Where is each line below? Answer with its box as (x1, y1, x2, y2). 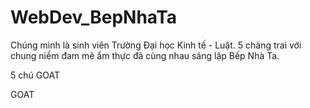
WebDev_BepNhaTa (10, 6, 178, 29)
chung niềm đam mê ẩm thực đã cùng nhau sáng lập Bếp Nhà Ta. (10, 49, 280, 61)
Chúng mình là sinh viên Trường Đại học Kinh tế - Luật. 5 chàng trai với (10, 39, 302, 51)
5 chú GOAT (10, 69, 60, 81)
